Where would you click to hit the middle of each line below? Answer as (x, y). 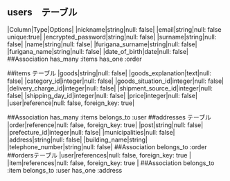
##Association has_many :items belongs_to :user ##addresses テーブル (109, 117)
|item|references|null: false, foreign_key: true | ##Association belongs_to (111, 163)
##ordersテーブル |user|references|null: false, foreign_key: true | (99, 155)
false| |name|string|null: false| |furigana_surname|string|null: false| (102, 44)
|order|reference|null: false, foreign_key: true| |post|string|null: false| (105, 125)
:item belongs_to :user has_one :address (65, 170)
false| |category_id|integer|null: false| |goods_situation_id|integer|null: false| (116, 81)
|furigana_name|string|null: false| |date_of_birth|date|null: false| (98, 51)
